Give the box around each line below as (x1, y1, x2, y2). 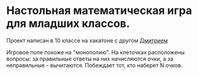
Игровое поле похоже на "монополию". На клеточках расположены (6, 48, 185, 55)
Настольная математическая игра (6, 4, 192, 18)
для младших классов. (6, 16, 131, 30)
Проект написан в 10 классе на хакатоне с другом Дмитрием (6, 37, 169, 44)
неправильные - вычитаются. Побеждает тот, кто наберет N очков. (6, 62, 183, 69)
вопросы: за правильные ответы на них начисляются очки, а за (6, 55, 173, 62)
